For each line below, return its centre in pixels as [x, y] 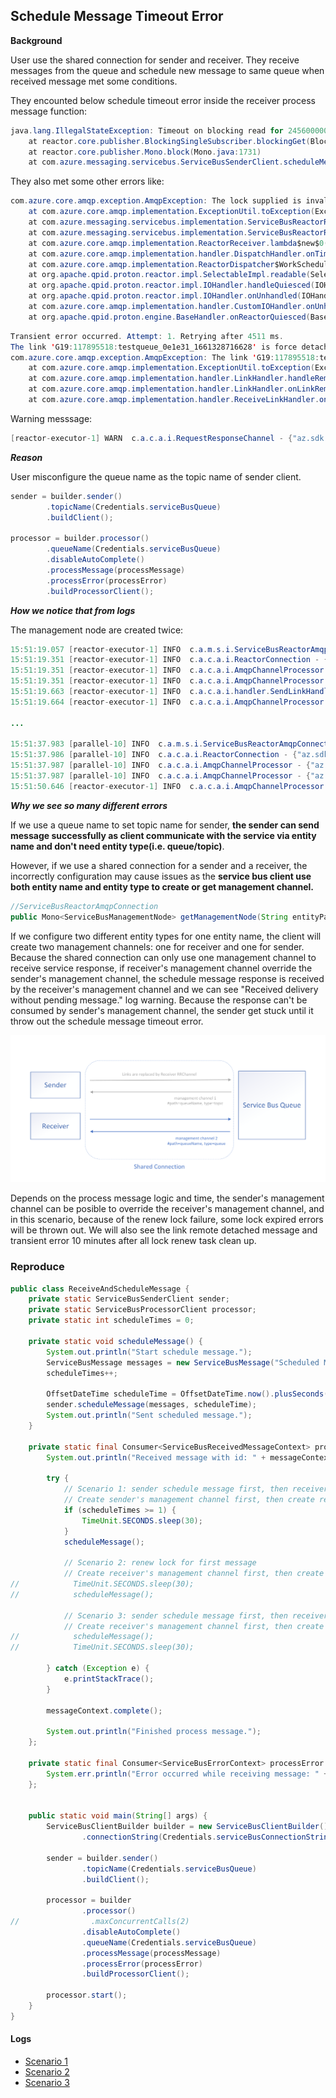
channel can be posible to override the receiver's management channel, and [167, 1209]
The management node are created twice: [97, 630]
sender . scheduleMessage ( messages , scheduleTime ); [151, 1405]
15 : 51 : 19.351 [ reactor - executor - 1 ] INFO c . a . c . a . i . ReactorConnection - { [169, 660]
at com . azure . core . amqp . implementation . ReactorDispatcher [151, 264]
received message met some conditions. [94, 81]
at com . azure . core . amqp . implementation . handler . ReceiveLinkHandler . [174, 400]
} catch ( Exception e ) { [98, 1669]
